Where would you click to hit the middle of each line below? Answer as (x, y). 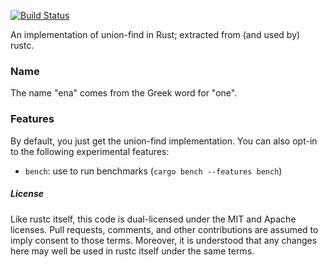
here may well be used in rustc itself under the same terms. (132, 251)
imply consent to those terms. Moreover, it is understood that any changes (164, 240)
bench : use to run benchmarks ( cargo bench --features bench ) (153, 171)
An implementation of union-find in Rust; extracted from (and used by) (155, 34)
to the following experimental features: (90, 151)
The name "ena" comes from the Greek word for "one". (124, 93)
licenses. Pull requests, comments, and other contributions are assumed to (164, 229)
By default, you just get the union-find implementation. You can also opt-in (164, 141)
